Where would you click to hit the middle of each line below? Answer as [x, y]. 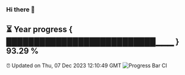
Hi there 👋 [21, 10]
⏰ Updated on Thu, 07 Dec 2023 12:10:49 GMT [64, 65]
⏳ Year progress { [40, 29]
